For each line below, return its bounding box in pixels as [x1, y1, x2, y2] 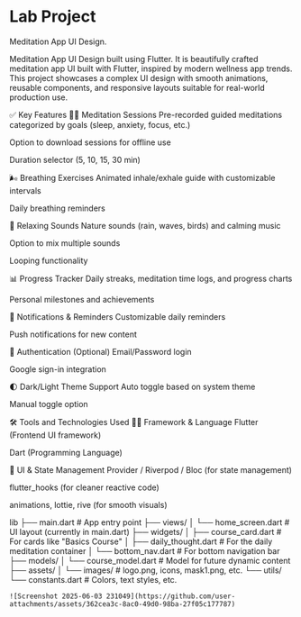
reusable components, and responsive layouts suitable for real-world [9, 82, 266, 93]
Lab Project [9, 6, 96, 27]
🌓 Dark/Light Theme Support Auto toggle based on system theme [9, 381, 256, 392]
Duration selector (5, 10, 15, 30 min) [9, 154, 141, 165]
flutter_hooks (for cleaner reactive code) [9, 482, 160, 493]
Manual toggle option [9, 398, 88, 409]
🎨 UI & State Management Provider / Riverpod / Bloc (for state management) [9, 464, 293, 475]
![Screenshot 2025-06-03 [9, 592, 103, 601]
